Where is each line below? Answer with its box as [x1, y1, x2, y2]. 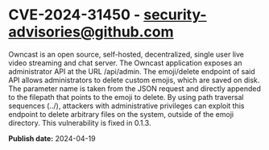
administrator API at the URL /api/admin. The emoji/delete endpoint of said [8, 66, 255, 76]
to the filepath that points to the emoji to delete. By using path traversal [8, 92, 244, 102]
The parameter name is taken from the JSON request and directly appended [8, 83, 262, 94]
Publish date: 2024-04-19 [8, 133, 96, 143]
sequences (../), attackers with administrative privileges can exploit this [8, 101, 245, 110]
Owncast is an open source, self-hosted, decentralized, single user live [8, 49, 244, 59]
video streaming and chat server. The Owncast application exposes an [8, 58, 242, 68]
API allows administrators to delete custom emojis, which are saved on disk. [8, 75, 260, 85]
